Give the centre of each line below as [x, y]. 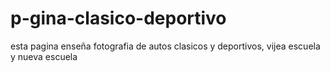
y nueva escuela [44, 56]
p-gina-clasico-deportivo [118, 18]
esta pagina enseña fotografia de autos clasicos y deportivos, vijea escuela [165, 46]
